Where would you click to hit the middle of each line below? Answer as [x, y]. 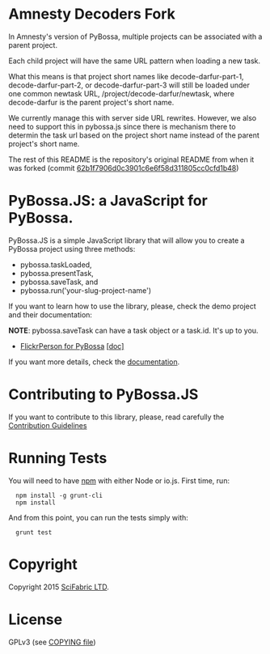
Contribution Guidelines [48, 425]
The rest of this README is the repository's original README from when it [131, 159]
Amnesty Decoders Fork [92, 14]
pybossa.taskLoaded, [56, 265]
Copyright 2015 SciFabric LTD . [59, 587]
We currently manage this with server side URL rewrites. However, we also [133, 117]
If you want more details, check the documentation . [94, 362]
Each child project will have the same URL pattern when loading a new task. [135, 61]
